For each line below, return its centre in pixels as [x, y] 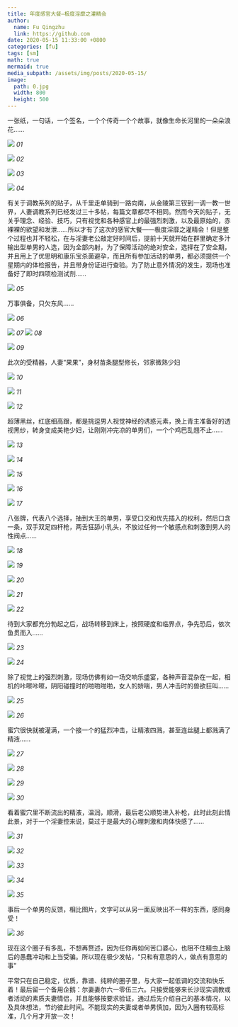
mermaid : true [28, 67]
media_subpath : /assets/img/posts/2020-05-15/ [77, 73]
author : [19, 21]
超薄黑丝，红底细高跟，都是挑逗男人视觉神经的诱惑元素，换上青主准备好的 [116, 421]
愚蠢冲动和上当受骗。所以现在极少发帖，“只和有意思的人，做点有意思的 [124, 957]
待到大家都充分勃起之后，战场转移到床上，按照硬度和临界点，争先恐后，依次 [119, 624]
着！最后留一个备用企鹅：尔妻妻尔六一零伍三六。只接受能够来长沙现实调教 [116, 989]
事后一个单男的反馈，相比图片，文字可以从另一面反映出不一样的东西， [110, 909]
